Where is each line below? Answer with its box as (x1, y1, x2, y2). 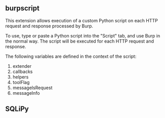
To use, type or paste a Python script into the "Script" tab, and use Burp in (5, 32, 160, 38)
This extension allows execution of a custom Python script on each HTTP (5, 17, 158, 23)
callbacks (12, 68, 33, 74)
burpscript (5, 4, 39, 13)
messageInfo (12, 90, 40, 96)
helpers (12, 73, 29, 80)
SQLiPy (5, 105, 29, 113)
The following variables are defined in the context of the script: (5, 53, 137, 59)
